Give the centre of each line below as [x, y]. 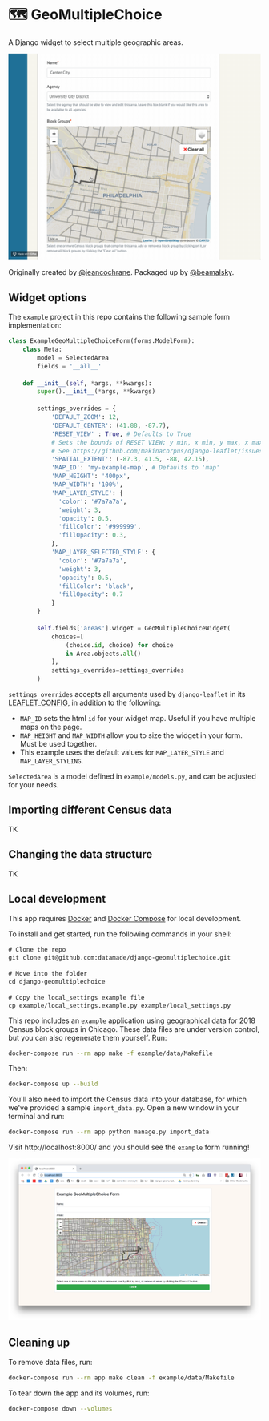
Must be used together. [58, 744]
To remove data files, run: [50, 1362]
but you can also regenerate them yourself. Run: [88, 1037]
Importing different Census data [90, 810]
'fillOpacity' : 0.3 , [93, 535]
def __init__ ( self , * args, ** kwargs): [87, 383]
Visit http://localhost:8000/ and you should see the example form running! [129, 1147]
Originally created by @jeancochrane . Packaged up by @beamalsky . [121, 272]
